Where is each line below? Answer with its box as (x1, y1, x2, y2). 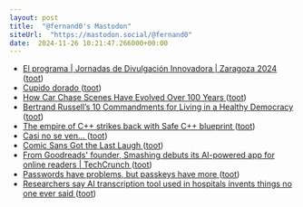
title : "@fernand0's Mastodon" (9, 22, 132, 31)
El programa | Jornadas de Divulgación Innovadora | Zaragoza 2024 (22, 63, 278, 74)
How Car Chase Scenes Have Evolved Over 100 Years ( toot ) (22, 92, 247, 103)
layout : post (9, 13, 59, 23)
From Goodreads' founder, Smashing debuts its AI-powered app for (22, 150, 275, 161)
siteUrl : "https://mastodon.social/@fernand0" (9, 30, 193, 39)
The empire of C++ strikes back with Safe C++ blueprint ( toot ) (22, 121, 256, 132)
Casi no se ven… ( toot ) (22, 130, 108, 141)
